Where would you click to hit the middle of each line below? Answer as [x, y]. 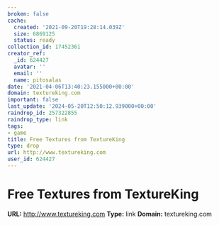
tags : [15, 126]
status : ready [34, 40]
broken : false [28, 14]
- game [17, 133]
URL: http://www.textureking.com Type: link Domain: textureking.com [110, 214]
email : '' [28, 73]
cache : [17, 21]
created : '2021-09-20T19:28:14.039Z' [69, 27]
